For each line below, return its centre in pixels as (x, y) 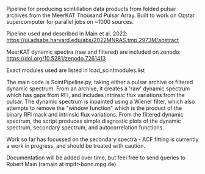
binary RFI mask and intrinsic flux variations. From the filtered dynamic (95, 114)
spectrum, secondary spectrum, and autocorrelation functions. (85, 127)
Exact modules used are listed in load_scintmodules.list (76, 70)
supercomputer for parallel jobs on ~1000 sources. (70, 22)
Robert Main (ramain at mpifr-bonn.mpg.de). (62, 164)
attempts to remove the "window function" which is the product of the (94, 108)
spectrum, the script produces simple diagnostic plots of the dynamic (94, 121)
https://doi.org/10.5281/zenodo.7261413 (56, 58)
